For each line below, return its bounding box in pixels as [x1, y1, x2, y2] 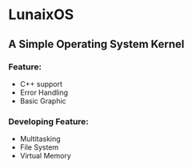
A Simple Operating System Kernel [8, 37, 185, 51]
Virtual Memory [19, 151, 72, 161]
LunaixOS [8, 6, 74, 24]
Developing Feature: [8, 115, 90, 127]
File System [19, 143, 59, 152]
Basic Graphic [19, 96, 66, 105]
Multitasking [19, 134, 62, 144]
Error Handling [19, 88, 69, 97]
